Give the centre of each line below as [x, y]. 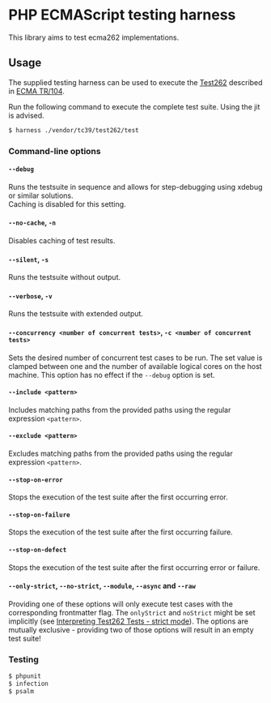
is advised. [26, 115]
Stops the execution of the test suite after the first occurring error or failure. [134, 567]
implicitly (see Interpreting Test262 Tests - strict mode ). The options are [129, 621]
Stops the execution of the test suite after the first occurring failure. [121, 532]
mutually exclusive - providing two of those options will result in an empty [131, 629]
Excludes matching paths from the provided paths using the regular [121, 453]
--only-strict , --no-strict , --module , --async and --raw [102, 586]
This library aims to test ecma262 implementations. [94, 37]
